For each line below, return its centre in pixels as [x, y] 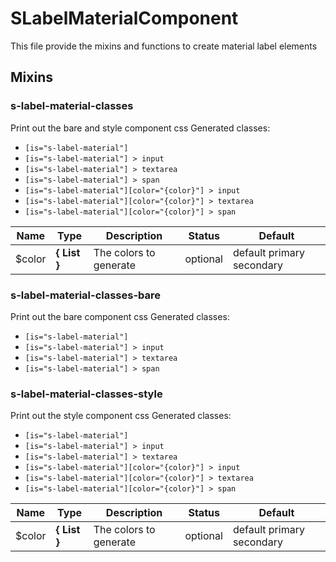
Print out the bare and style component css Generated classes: [140, 128]
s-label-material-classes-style [86, 394]
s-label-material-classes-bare [86, 295]
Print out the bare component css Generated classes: [120, 316]
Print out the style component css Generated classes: [121, 416]
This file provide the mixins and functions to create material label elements [164, 46]
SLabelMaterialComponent [124, 18]
